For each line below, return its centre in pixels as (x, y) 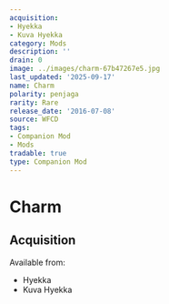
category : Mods (38, 43)
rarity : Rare (34, 102)
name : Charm (32, 86)
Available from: (37, 262)
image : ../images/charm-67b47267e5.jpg (85, 69)
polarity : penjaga (44, 94)
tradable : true (38, 153)
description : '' (40, 52)
